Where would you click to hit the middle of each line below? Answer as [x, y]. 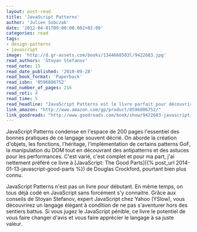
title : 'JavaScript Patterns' [43, 17]
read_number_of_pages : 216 [39, 88]
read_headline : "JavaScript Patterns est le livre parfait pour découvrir [99, 104]
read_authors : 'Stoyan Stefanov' [47, 60]
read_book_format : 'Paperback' [44, 77]
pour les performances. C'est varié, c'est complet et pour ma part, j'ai [90, 156]
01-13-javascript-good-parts [40, 169]
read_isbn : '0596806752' [36, 83]
